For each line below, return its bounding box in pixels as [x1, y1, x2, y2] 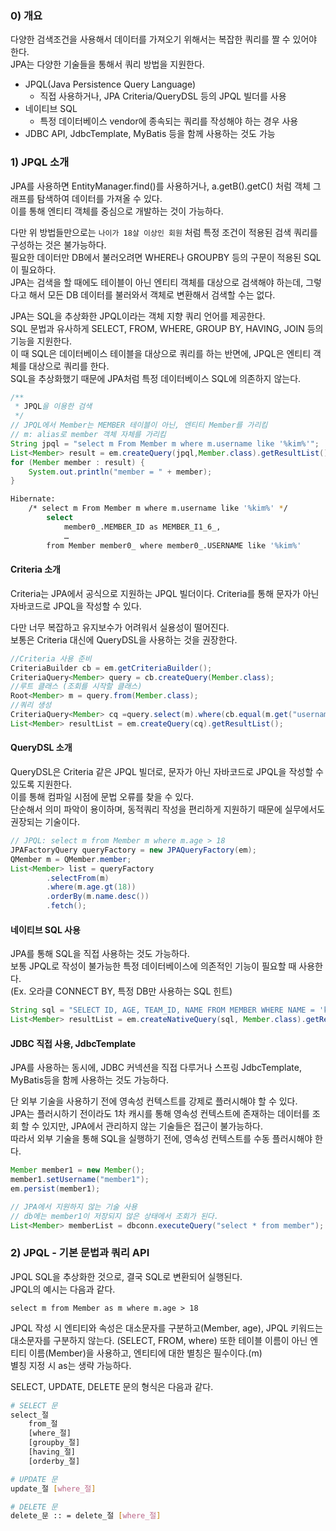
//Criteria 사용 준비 [10, 653, 92, 664]
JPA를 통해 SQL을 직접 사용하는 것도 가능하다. [10, 948, 190, 960]
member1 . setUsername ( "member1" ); [10, 1175, 150, 1185]
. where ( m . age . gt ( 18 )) [46, 882, 137, 892]
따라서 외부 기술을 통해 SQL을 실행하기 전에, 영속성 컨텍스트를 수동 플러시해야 [10, 1133, 313, 1145]
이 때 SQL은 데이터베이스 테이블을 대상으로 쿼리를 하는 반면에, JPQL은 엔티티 [10, 347, 312, 359]
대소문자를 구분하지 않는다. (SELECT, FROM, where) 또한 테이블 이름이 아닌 [10, 1334, 308, 1346]
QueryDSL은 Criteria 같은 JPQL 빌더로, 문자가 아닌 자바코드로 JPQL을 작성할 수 [10, 766, 324, 777]
